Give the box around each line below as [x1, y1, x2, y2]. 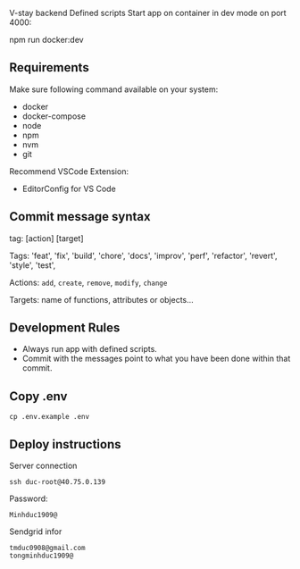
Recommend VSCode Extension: [9, 165, 129, 177]
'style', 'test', [9, 259, 56, 271]
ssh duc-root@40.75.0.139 [9, 478, 105, 487]
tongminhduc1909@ [9, 551, 74, 561]
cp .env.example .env [9, 413, 90, 422]
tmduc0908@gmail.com [9, 544, 87, 553]
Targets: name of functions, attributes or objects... [9, 294, 194, 305]
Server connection [9, 460, 78, 472]
